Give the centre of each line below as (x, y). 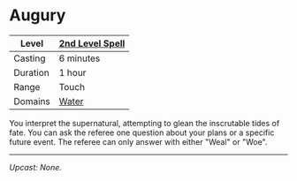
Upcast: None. (35, 167)
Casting (30, 58)
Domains (32, 101)
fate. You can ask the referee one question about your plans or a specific (142, 132)
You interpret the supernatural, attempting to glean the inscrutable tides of (145, 123)
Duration (32, 72)
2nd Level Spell (92, 43)
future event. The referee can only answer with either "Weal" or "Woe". (138, 141)
